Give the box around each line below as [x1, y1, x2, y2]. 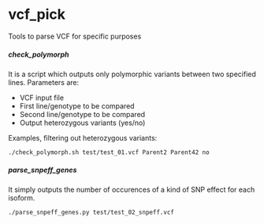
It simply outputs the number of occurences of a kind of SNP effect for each [8, 185, 255, 194]
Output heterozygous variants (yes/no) [19, 118, 146, 127]
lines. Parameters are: [8, 77, 80, 87]
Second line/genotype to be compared [19, 109, 146, 119]
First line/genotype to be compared [19, 101, 136, 111]
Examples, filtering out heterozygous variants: [8, 133, 158, 142]
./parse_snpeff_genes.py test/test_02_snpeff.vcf [8, 208, 175, 216]
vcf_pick [8, 6, 65, 24]
